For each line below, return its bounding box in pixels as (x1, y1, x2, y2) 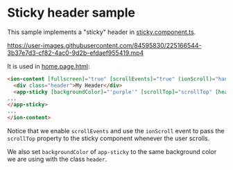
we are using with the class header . (7, 155, 107, 164)
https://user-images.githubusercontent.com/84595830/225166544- (7, 41, 202, 49)
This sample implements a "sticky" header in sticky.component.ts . (7, 28, 196, 36)
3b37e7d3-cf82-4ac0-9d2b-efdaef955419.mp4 (7, 49, 144, 57)
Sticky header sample (7, 5, 136, 21)
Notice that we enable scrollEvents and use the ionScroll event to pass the (7, 127, 225, 135)
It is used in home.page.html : (7, 62, 90, 70)
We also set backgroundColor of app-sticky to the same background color (7, 148, 217, 156)
